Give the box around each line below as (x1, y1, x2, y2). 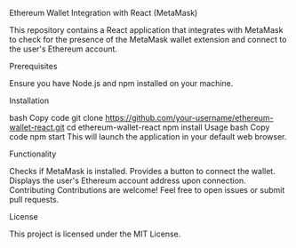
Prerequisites (9, 61, 58, 71)
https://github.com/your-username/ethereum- (105, 113, 274, 123)
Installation (9, 95, 50, 106)
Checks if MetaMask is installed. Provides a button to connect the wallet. (9, 166, 276, 176)
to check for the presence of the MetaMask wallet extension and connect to (9, 35, 287, 44)
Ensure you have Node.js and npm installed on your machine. (9, 78, 234, 88)
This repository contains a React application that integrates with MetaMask (9, 25, 284, 35)
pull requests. (9, 195, 60, 204)
